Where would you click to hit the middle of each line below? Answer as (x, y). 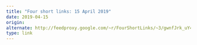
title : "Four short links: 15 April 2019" (59, 11)
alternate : (19, 28)
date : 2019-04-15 (27, 17)
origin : (16, 22)
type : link (19, 33)
